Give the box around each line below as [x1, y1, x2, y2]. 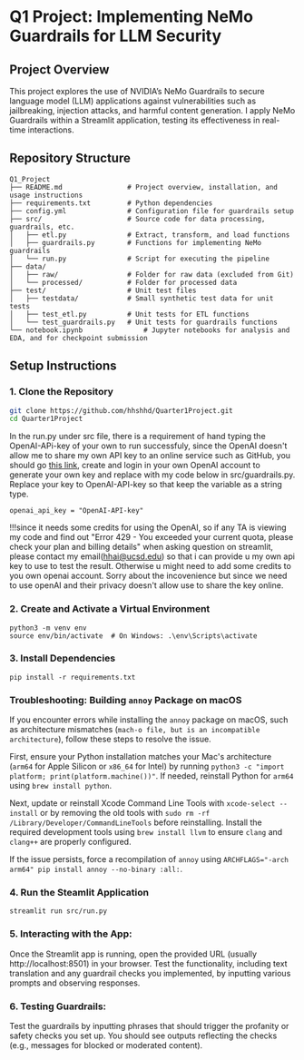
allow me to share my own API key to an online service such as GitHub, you [9, 450, 291, 461]
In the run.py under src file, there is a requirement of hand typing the [9, 431, 266, 442]
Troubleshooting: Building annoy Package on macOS [9, 693, 242, 706]
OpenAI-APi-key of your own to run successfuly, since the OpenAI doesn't [9, 440, 288, 451]
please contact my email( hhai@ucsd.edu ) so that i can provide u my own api [9, 551, 295, 562]
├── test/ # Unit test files [9, 286, 197, 295]
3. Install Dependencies [9, 652, 116, 664]
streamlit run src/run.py [9, 907, 107, 916]
